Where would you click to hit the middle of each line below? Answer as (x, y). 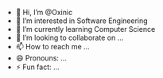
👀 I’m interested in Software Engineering (82, 21)
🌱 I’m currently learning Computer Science (85, 29)
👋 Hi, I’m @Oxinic (44, 12)
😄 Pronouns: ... (41, 58)
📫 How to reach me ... (52, 47)
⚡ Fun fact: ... (37, 67)
